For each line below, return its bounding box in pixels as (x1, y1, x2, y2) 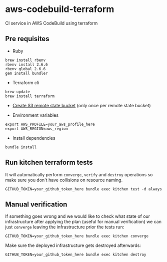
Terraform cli (12, 79, 39, 86)
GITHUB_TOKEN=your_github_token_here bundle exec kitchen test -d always (5, 186, 162, 191)
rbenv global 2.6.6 (5, 66, 46, 71)
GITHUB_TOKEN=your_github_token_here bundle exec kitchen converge (5, 234, 149, 239)
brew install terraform (5, 94, 55, 99)
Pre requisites (5, 35, 49, 43)
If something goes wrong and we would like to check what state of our (5, 213, 150, 219)
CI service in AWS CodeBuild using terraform (5, 20, 98, 26)
